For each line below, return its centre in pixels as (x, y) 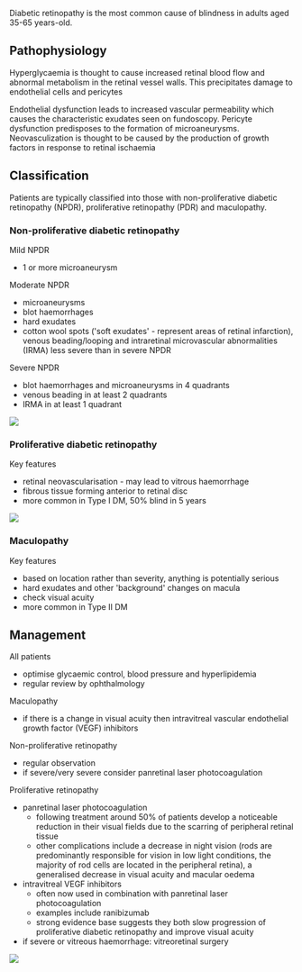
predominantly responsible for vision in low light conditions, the (154, 856)
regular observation (59, 763)
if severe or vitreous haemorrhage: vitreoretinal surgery (125, 941)
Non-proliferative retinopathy (64, 746)
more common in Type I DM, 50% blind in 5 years (114, 501)
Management (48, 635)
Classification (49, 176)
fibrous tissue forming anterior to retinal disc (105, 491)
